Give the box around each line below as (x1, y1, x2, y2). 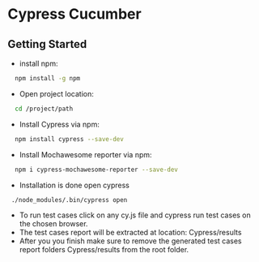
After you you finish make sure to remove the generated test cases (19, 236, 242, 246)
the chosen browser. (19, 219, 88, 229)
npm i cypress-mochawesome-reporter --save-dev (15, 165, 179, 174)
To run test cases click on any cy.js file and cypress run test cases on (19, 210, 252, 220)
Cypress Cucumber (7, 5, 142, 24)
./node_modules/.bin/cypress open (11, 195, 128, 204)
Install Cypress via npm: (19, 119, 100, 129)
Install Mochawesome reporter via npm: (19, 149, 152, 159)
